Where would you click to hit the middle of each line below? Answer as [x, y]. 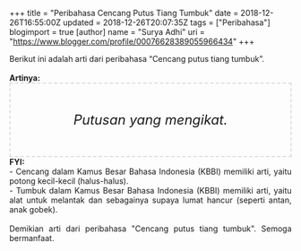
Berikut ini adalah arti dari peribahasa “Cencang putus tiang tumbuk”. [137, 59]
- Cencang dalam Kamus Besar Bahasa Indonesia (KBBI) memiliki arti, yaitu [150, 171]
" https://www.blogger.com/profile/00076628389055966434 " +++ [132, 41]
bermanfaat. [32, 238]
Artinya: [25, 78]
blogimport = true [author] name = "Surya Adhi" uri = [107, 32]
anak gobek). [34, 209]
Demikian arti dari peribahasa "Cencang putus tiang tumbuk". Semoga [150, 229]
